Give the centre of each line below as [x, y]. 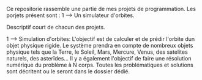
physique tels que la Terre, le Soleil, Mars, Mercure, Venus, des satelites [97, 52]
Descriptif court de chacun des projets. [56, 27]
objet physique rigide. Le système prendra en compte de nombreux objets [100, 45]
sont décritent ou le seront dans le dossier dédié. [68, 71]
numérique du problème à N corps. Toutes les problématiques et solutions [100, 65]
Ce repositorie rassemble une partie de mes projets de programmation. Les [101, 9]
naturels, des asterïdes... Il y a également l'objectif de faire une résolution [99, 58]
